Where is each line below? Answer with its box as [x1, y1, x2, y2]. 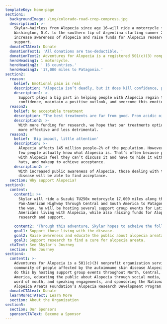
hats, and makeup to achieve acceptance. [18, 159, 106, 164]
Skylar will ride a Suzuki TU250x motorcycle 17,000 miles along [18, 196, 157, 201]
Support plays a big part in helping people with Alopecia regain [18, 95, 159, 100]
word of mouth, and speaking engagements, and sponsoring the [14, 279, 146, 284]
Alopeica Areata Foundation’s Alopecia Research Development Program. [14, 284, 164, 289]
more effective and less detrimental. [18, 127, 99, 132]
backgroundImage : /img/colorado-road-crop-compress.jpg [9, 16, 128, 21]
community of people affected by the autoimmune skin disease [14, 265, 146, 270]
